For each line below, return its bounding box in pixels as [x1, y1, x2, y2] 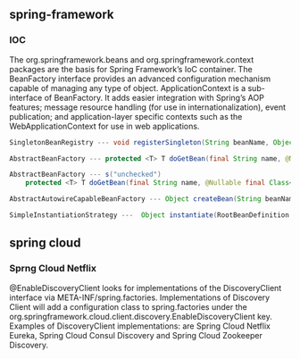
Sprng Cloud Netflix [9, 263, 96, 275]
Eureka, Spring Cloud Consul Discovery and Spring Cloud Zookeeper [9, 330, 263, 340]
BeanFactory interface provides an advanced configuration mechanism [9, 73, 271, 84]
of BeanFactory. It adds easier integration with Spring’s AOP [44, 92, 265, 103]
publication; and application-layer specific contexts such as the [9, 111, 243, 121]
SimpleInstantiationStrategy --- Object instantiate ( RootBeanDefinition [9, 211, 290, 220]
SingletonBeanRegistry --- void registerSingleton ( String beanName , [9, 138, 270, 146]
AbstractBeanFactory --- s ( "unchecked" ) [9, 170, 162, 179]
